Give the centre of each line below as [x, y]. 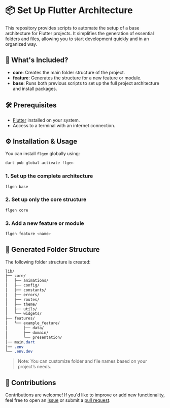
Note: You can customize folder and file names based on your [82, 361]
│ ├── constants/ [26, 290]
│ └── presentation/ [34, 337]
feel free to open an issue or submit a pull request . [58, 400]
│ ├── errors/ [22, 295]
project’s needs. [35, 367]
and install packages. [35, 89]
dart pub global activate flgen [39, 163]
